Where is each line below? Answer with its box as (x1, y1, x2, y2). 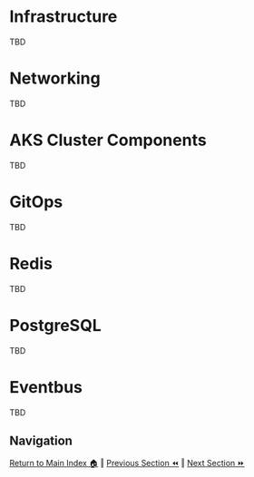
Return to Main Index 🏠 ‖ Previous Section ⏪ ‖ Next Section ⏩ (9, 458, 245, 469)
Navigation (9, 433, 73, 448)
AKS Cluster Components (9, 130, 207, 151)
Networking (9, 68, 102, 89)
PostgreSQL (9, 315, 102, 336)
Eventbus (9, 376, 83, 397)
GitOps (9, 192, 63, 212)
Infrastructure (9, 6, 118, 27)
